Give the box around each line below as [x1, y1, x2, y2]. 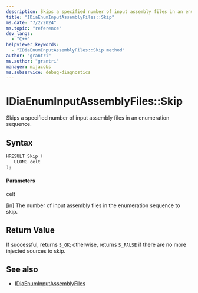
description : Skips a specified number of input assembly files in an [6, 8, 183, 15]
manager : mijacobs [6, 63, 51, 70]
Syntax [6, 137, 33, 148]
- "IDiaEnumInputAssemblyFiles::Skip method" [11, 47, 126, 53]
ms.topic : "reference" [6, 25, 62, 31]
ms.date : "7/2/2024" [6, 20, 57, 25]
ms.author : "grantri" [6, 58, 60, 64]
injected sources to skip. [6, 247, 66, 255]
